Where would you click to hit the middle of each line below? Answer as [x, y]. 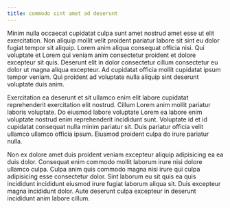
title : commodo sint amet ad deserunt [62, 13]
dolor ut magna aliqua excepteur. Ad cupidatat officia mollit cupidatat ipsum [114, 69]
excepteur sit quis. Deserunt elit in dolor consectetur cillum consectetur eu [113, 62]
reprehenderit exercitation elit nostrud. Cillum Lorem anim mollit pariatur [109, 104]
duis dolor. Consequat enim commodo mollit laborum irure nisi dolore [105, 161]
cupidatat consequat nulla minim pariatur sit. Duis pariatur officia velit [105, 126]
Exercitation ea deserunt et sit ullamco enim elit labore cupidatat [98, 97]
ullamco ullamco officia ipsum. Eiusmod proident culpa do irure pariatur [108, 134]
